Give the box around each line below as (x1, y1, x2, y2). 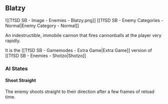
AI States (5, 65, 28, 72)
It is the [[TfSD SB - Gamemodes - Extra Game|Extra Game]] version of (5, 47, 152, 53)
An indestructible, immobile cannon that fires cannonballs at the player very (5, 32, 162, 38)
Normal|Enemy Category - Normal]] (5, 22, 79, 28)
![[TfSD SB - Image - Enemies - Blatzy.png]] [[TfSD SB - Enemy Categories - (5, 17, 163, 23)
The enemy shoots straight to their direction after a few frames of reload (5, 88, 154, 94)
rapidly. (5, 37, 21, 43)
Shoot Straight (5, 77, 36, 83)
